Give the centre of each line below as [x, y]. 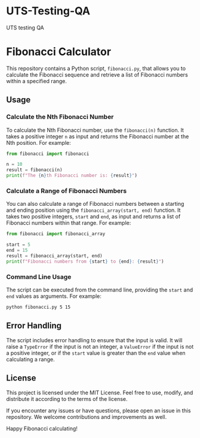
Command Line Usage [39, 276]
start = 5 [19, 245]
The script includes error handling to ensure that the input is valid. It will [94, 340]
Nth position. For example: [39, 142]
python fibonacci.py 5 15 [38, 307]
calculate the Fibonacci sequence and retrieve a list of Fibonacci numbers [97, 74]
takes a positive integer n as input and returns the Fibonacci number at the [98, 136]
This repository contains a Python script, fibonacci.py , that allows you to [96, 68]
